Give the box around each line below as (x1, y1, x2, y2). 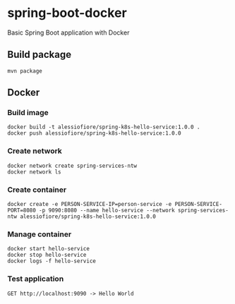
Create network (7, 146, 62, 156)
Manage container (7, 229, 72, 239)
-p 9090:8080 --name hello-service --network (38, 207, 175, 214)
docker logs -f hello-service (7, 257, 97, 265)
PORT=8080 (7, 207, 37, 214)
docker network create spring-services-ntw (7, 162, 138, 169)
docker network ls (7, 168, 61, 176)
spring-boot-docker (7, 5, 127, 21)
